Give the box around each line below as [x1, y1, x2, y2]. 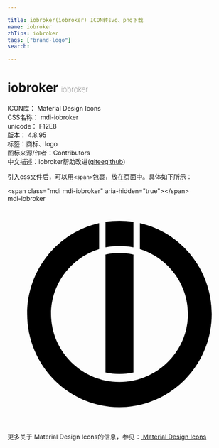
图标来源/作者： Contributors [7, 148, 90, 157]
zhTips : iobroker [7, 30, 59, 37]
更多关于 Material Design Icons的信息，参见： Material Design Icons [7, 432, 207, 441]
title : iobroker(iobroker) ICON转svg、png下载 [7, 16, 144, 23]
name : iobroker [7, 23, 53, 31]
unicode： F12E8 [7, 122, 57, 131]
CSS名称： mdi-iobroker [7, 113, 79, 121]
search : [7, 43, 31, 50]
